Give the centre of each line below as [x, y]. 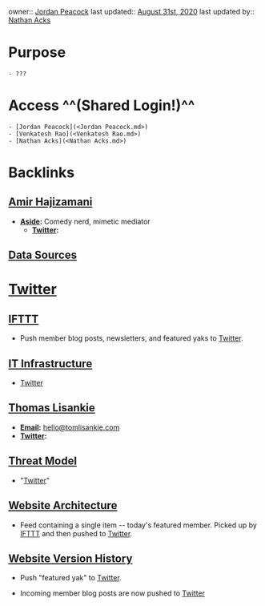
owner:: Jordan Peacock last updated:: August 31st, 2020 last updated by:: [131, 12]
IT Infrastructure [50, 364]
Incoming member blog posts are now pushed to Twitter [112, 593]
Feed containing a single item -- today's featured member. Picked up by [139, 525]
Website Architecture [63, 505]
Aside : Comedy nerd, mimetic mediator [85, 221]
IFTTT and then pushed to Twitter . [76, 533]
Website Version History [70, 558]
